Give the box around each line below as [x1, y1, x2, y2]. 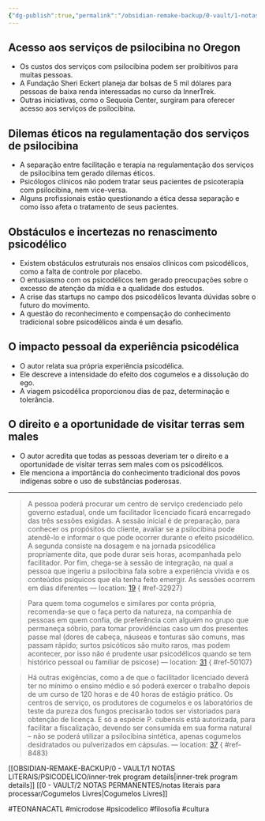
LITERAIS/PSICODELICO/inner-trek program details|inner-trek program [8, 772, 238, 781]
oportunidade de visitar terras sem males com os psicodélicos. [19, 460, 225, 469]
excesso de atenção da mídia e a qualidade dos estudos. [19, 284, 205, 293]
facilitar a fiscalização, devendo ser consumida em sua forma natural [27, 723, 252, 732]
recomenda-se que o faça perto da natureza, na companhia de [27, 607, 233, 616]
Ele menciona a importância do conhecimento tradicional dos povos [19, 467, 241, 477]
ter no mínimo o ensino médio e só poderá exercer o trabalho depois [27, 681, 251, 690]
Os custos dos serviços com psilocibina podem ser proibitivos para [19, 62, 239, 71]
